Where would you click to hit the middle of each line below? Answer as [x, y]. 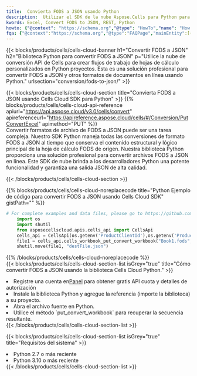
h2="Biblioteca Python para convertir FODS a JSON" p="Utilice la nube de [96, 56]
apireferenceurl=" [28, 117]
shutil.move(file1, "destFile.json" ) [63, 246]
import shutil [34, 224]
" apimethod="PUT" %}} [68, 124]
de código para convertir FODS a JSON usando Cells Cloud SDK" [85, 197]
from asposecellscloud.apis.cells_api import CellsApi [85, 230]
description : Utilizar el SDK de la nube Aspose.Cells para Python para [98, 17]
